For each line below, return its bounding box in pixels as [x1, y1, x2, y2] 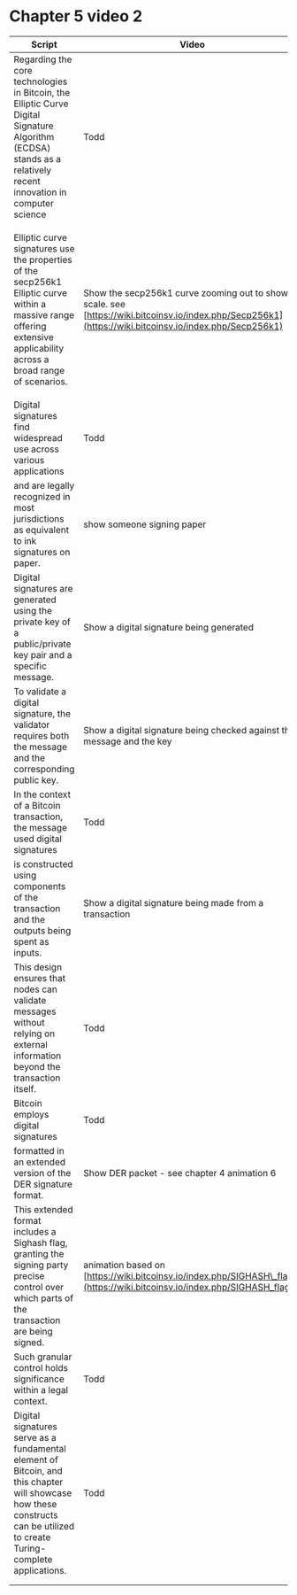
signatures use [13, 242, 75, 254]
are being [13, 1325, 53, 1337]
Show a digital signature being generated [83, 621, 255, 633]
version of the [13, 1166, 72, 1179]
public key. [13, 773, 59, 786]
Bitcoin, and [13, 1464, 64, 1476]
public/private [13, 638, 72, 650]
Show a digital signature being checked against [83, 724, 280, 736]
